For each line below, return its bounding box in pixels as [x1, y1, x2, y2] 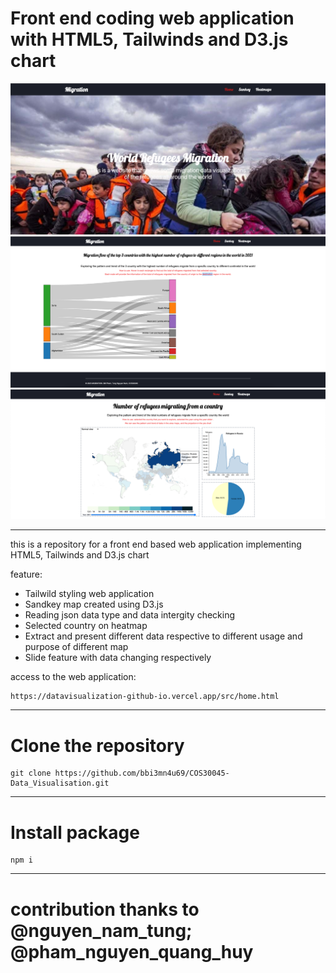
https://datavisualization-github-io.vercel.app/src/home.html [10, 692, 280, 702]
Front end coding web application [10, 7, 295, 30]
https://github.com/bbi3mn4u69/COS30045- [54, 768, 230, 779]
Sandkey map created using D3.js [24, 598, 164, 611]
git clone [10, 768, 52, 779]
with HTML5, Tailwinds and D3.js [10, 28, 289, 51]
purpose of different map [24, 641, 129, 653]
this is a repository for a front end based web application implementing [10, 538, 302, 551]
